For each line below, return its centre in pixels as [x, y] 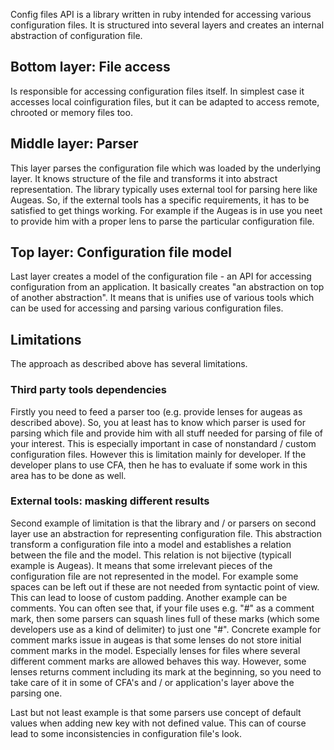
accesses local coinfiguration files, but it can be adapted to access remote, [165, 101]
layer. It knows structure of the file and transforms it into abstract [144, 178]
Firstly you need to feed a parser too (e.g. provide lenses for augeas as [156, 411]
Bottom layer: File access [90, 67]
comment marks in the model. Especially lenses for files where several [155, 650]
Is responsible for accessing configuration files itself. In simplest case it [157, 91]
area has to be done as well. [68, 475]
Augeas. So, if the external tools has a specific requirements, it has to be [160, 200]
